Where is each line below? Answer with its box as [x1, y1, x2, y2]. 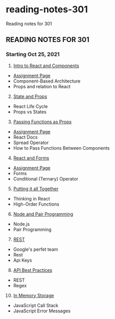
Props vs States [13, 109, 47, 115]
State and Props [13, 93, 48, 99]
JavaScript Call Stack [13, 302, 58, 308]
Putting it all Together [13, 186, 59, 192]
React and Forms [13, 155, 50, 161]
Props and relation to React [13, 83, 71, 89]
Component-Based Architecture [13, 78, 81, 84]
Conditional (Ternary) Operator [13, 175, 79, 182]
